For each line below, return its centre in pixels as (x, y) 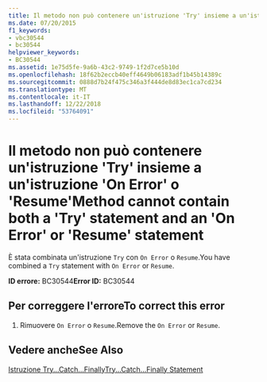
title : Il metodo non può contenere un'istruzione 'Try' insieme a (122, 15)
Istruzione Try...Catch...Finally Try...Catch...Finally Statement (106, 369)
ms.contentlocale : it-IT (49, 97)
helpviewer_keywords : (44, 52)
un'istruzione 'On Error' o (94, 185)
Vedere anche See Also (66, 350)
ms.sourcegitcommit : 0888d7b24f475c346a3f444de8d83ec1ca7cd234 (115, 82)
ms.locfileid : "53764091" (51, 112)
